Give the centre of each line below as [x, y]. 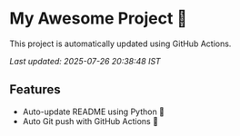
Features [35, 90]
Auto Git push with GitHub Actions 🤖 [90, 121]
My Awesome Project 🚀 [99, 19]
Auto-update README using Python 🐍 [94, 112]
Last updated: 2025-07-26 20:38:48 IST [85, 61]
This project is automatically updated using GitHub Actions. [120, 44]
